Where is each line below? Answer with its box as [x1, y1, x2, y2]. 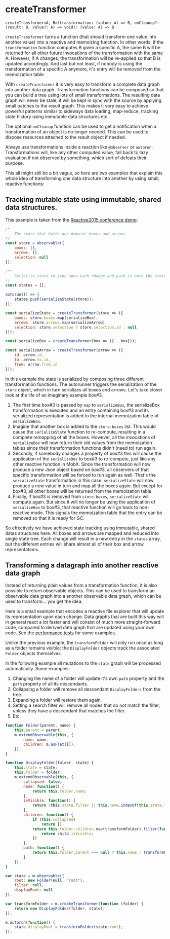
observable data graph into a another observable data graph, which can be [5, 593, 162, 599]
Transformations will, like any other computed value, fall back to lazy [5, 149, 148, 155]
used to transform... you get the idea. [5, 598, 83, 604]
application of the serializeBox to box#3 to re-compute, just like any [12, 455, 156, 462]
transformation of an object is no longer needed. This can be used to [5, 128, 149, 135]
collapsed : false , [23, 779, 62, 784]
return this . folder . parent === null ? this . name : [32, 850, 142, 855]
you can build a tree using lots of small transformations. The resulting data [5, 92, 160, 98]
